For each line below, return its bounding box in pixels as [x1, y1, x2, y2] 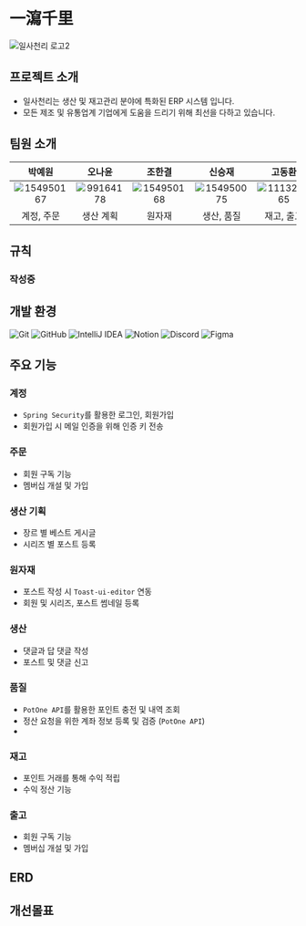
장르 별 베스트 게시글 [22, 526, 97, 538]
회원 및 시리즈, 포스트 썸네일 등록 [22, 598, 139, 609]
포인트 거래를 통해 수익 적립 [22, 773, 121, 784]
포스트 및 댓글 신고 [22, 656, 89, 667]
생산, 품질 [201, 209, 241, 222]
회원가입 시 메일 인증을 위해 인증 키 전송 [22, 421, 164, 432]
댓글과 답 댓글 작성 [22, 645, 89, 656]
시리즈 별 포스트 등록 [22, 538, 97, 549]
